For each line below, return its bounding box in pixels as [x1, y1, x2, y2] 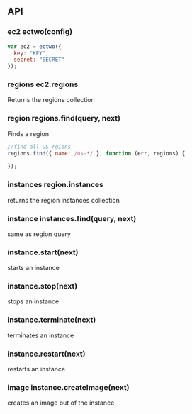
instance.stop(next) [7, 281, 78, 291]
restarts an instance [7, 365, 66, 374]
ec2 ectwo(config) [7, 27, 73, 37]
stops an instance [7, 297, 60, 306]
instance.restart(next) [7, 349, 86, 359]
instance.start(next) [7, 247, 79, 257]
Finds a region [7, 129, 50, 138]
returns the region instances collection [7, 196, 120, 204]
